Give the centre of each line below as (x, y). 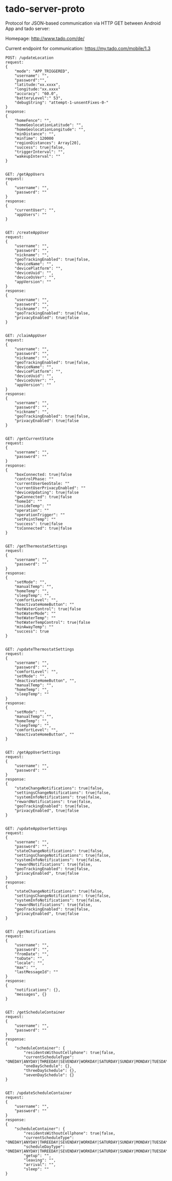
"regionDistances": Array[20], (48, 143)
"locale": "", (29, 963)
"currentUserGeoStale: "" (42, 483)
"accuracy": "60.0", (36, 93)
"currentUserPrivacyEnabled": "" (50, 488)
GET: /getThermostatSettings (36, 546)
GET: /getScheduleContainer (35, 1012)
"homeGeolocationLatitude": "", (49, 125)
